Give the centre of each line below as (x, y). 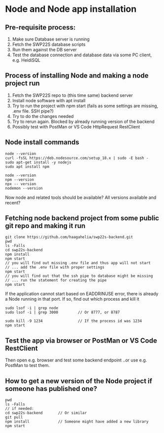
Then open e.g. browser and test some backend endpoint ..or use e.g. (76, 360)
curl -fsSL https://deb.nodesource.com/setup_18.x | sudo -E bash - (77, 158)
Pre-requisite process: (40, 27)
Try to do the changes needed (43, 116)
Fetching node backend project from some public (82, 218)
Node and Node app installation (71, 9)
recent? (13, 202)
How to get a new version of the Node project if (79, 381)
